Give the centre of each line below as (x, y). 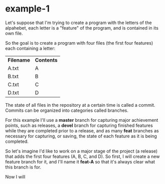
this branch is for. (23, 167)
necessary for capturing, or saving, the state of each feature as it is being (81, 136)
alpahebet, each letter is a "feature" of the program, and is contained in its (82, 28)
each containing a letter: (30, 48)
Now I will (15, 176)
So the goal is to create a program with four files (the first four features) (79, 43)
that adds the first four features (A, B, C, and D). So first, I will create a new (82, 156)
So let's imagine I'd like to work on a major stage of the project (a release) (81, 151)
